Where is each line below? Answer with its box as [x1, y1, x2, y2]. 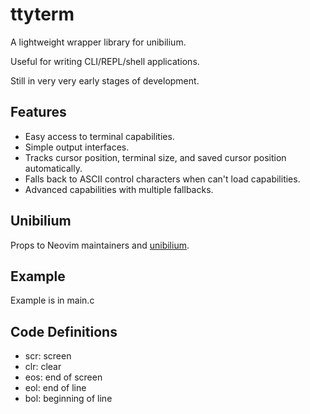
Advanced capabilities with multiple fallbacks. [24, 183, 214, 195]
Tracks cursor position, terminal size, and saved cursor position [24, 151, 287, 163]
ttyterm [10, 3, 75, 26]
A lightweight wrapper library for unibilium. [10, 36, 187, 48]
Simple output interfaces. [24, 141, 130, 153]
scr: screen [24, 350, 72, 362]
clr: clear [24, 361, 62, 373]
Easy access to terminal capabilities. [24, 130, 175, 142]
